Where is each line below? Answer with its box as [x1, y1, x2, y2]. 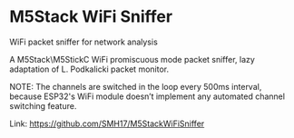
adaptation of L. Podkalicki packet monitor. [9, 64, 170, 74]
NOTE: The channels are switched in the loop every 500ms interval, [9, 81, 262, 92]
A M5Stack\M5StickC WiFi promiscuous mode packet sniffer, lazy [9, 54, 256, 64]
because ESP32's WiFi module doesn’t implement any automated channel [9, 91, 286, 102]
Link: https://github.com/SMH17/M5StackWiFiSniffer [9, 118, 205, 129]
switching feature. [9, 100, 77, 111]
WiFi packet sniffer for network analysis [9, 36, 159, 47]
